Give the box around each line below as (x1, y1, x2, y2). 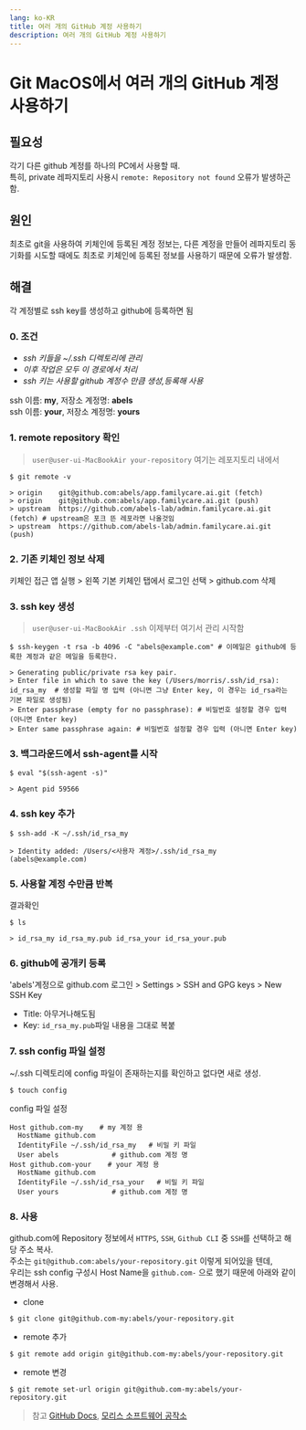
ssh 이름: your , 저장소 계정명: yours (9, 406, 141, 417)
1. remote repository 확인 (9, 431, 121, 444)
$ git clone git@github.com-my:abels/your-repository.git (9, 1314, 235, 1323)
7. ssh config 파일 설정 (9, 1045, 106, 1057)
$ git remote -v (9, 472, 71, 481)
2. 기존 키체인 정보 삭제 (9, 552, 105, 565)
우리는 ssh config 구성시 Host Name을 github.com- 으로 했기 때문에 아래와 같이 (9, 1267, 297, 1278)
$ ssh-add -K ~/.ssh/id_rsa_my (9, 828, 129, 838)
